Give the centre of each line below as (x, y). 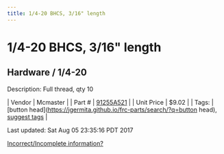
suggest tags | (27, 116)
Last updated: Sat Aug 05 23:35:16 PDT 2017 (70, 130)
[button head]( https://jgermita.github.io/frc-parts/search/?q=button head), (112, 110)
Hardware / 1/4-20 (47, 73)
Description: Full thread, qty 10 (50, 89)
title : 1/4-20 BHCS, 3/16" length (57, 13)
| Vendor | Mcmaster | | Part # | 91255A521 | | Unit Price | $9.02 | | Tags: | (110, 102)
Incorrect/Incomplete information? (55, 143)
